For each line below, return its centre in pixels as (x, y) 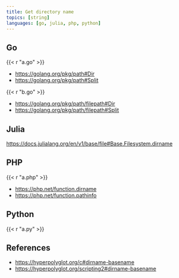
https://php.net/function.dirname (56, 189)
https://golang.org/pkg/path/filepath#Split (67, 110)
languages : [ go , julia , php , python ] (54, 23)
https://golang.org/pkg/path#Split (57, 80)
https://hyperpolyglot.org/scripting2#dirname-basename (86, 269)
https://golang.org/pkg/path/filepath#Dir (65, 104)
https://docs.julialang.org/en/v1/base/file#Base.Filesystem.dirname (89, 144)
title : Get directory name (40, 12)
